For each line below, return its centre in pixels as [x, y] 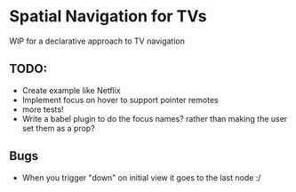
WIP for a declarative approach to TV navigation [97, 41]
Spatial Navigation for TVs [108, 16]
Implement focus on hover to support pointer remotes [120, 100]
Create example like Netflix [72, 90]
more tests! [43, 109]
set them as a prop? [58, 128]
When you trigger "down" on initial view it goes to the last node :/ [141, 177]
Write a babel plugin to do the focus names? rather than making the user [155, 118]
